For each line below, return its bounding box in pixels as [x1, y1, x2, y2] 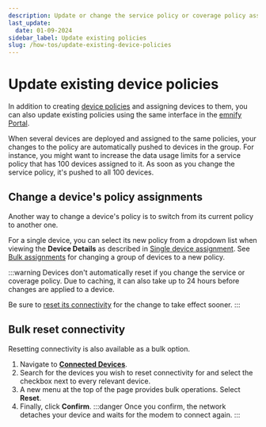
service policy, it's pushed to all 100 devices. [8, 167, 154, 177]
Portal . [8, 118, 30, 128]
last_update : [8, 19, 51, 27]
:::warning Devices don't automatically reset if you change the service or [8, 267, 245, 277]
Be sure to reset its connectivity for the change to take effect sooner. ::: [8, 299, 241, 310]
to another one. [8, 220, 59, 229]
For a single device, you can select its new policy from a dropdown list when [8, 235, 257, 244]
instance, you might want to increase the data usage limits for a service [8, 151, 241, 160]
